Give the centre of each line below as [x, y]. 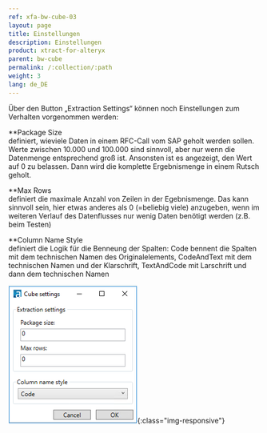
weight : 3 [25, 76]
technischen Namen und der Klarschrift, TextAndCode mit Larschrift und [128, 265]
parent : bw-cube [35, 59]
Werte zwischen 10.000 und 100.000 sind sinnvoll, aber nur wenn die [122, 149]
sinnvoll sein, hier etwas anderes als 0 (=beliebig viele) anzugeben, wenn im [134, 207]
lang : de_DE [28, 84]
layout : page [30, 25]
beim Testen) [30, 224]
